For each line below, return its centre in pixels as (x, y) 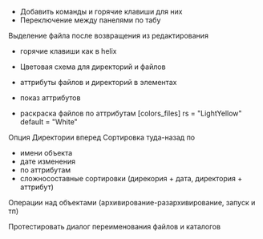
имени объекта (46, 153)
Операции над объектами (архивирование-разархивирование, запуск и (132, 203)
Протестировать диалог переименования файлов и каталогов (115, 227)
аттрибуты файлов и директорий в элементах (98, 82)
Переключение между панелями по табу (90, 20)
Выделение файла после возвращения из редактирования (108, 36)
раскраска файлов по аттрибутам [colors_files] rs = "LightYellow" (131, 113)
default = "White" (49, 122)
